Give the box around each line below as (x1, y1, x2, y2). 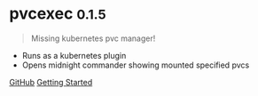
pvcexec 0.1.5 (9, 4, 106, 24)
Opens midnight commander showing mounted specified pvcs (21, 60, 250, 70)
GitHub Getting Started (9, 76, 93, 87)
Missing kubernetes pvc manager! (30, 33, 156, 44)
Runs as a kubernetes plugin (21, 50, 127, 60)
